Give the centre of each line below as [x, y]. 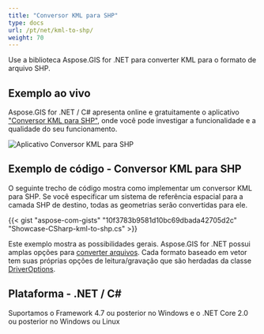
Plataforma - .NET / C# [65, 294]
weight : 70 [26, 38]
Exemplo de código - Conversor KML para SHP [125, 169]
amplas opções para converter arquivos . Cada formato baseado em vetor [128, 252]
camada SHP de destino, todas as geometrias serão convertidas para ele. [128, 205]
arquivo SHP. [29, 69]
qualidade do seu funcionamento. [63, 129]
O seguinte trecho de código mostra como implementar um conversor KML [130, 188]
